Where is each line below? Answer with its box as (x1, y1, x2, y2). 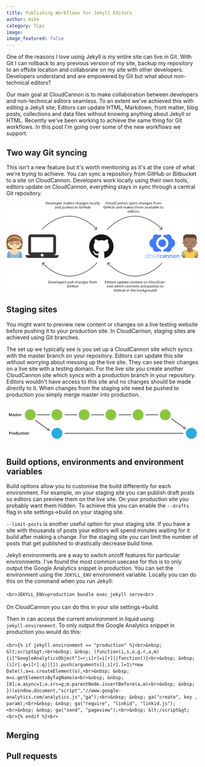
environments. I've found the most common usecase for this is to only (6, 558, 182, 566)
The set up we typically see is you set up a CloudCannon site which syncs (6, 345, 193, 353)
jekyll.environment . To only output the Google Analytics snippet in (6, 622, 175, 629)
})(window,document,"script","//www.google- (6, 688, 121, 694)
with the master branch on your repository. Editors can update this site (6, 351, 184, 359)
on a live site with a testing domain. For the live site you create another (6, 365, 184, 372)
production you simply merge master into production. (6, 391, 140, 398)
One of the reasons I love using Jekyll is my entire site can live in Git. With (6, 53, 192, 60)
